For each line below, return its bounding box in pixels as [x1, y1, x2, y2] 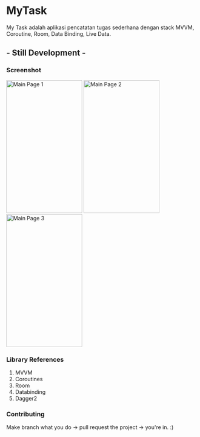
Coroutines [15, 375, 43, 382]
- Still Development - [6, 48, 86, 58]
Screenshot [6, 66, 41, 75]
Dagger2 [15, 395, 38, 402]
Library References [6, 355, 64, 364]
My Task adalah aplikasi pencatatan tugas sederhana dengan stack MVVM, [6, 24, 195, 31]
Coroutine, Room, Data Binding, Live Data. [6, 30, 112, 37]
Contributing [6, 410, 45, 418]
